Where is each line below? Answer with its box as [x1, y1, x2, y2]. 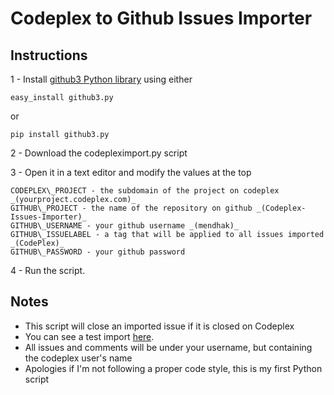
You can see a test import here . [24, 330, 155, 342]
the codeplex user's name [24, 352, 133, 364]
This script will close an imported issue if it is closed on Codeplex [24, 320, 295, 332]
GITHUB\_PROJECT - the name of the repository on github [10, 203, 253, 213]
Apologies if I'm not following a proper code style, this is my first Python [24, 362, 323, 374]
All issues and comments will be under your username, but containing [24, 341, 313, 353]
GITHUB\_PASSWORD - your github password [10, 247, 186, 257]
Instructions [10, 47, 88, 64]
